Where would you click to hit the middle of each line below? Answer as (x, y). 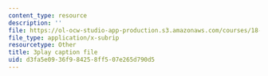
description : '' (35, 23)
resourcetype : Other (43, 45)
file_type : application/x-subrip (64, 38)
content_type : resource (48, 15)
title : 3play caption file (53, 52)
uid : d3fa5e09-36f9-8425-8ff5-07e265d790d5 (82, 60)
